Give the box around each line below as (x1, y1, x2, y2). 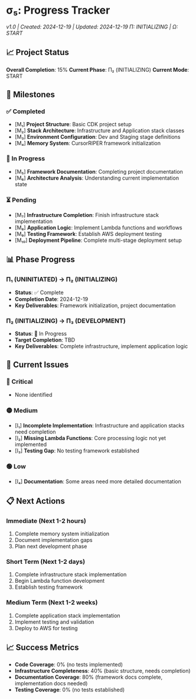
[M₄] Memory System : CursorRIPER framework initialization (14, 140, 161, 147)
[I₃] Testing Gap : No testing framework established (14, 447, 140, 454)
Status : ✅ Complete (14, 289, 64, 296)
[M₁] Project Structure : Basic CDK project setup (14, 121, 132, 128)
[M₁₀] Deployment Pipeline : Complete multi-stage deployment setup (14, 237, 182, 244)
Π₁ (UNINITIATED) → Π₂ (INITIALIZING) (6, 275, 118, 283)
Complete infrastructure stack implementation (14, 571, 127, 578)
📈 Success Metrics (6, 642, 79, 652)
